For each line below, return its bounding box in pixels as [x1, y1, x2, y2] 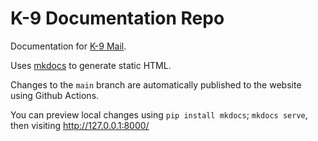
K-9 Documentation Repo [10, 7, 225, 30]
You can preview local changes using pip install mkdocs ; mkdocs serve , [10, 108, 308, 121]
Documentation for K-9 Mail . [10, 40, 127, 52]
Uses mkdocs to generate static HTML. [10, 59, 172, 71]
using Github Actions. [10, 89, 100, 101]
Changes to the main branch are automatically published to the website [10, 78, 302, 91]
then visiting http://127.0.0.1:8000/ [10, 119, 150, 131]
